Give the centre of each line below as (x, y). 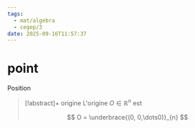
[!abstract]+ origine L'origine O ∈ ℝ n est (83, 102)
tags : (15, 14)
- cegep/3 (28, 27)
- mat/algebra (34, 21)
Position (19, 88)
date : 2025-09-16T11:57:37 (47, 34)
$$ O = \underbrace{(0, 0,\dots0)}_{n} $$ (128, 117)
